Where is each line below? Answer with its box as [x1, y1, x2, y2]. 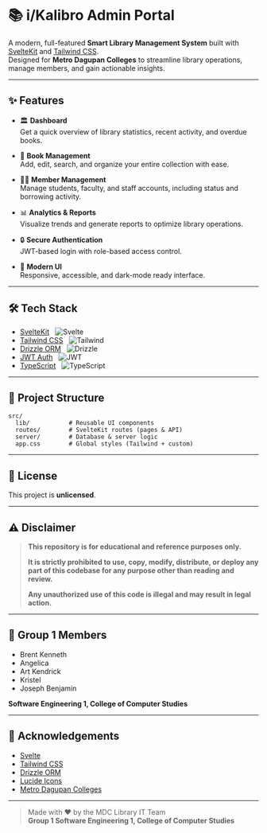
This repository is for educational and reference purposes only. [27, 542, 242, 551]
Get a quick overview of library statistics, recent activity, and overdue [19, 127, 248, 136]
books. [19, 135, 43, 145]
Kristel [19, 675, 41, 684]
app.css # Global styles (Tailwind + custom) [15, 440, 194, 448]
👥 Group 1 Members [8, 629, 107, 642]
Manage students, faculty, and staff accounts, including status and [19, 183, 238, 193]
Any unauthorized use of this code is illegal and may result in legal [27, 590, 252, 599]
